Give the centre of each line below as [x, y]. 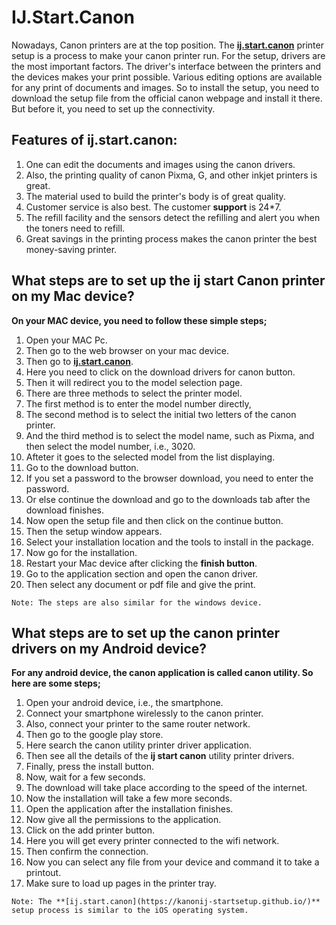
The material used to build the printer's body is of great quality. [155, 196]
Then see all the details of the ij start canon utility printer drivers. [160, 756]
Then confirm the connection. [87, 852]
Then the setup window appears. [94, 531]
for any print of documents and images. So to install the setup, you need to [165, 87]
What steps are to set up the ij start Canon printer [168, 281]
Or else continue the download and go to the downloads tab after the [168, 499]
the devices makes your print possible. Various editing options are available [167, 77]
